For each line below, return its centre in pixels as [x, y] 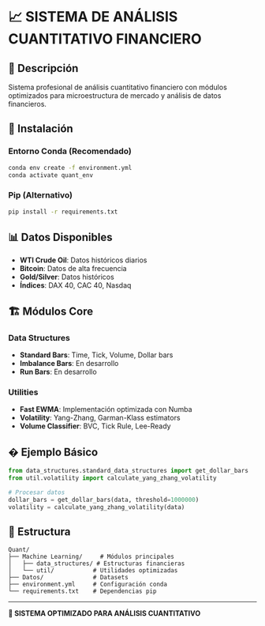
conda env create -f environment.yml [70, 168]
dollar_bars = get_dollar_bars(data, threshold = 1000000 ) [104, 500]
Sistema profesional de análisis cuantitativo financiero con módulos [118, 87]
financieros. [28, 104]
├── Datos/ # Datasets [68, 578]
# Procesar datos [37, 492]
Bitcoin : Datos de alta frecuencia [73, 269]
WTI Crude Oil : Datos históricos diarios [83, 260]
